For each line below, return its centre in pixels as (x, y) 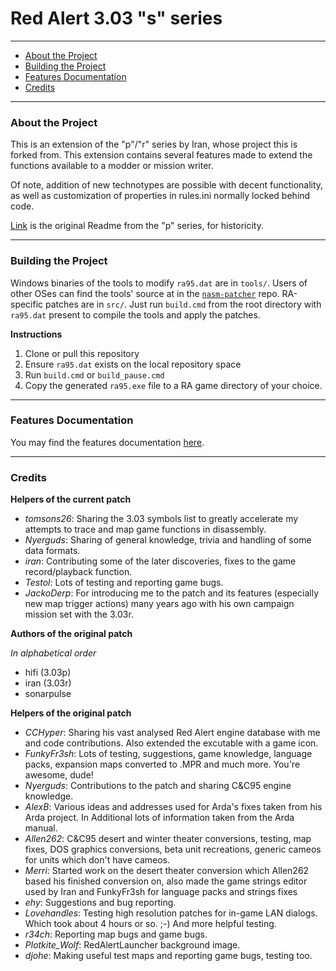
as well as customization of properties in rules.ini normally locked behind (160, 196)
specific (27, 304)
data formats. (52, 551)
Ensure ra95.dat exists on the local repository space (133, 364)
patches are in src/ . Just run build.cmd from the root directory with (183, 304)
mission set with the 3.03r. (79, 614)
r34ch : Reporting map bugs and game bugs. (116, 934)
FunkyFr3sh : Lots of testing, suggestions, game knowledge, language (168, 754)
